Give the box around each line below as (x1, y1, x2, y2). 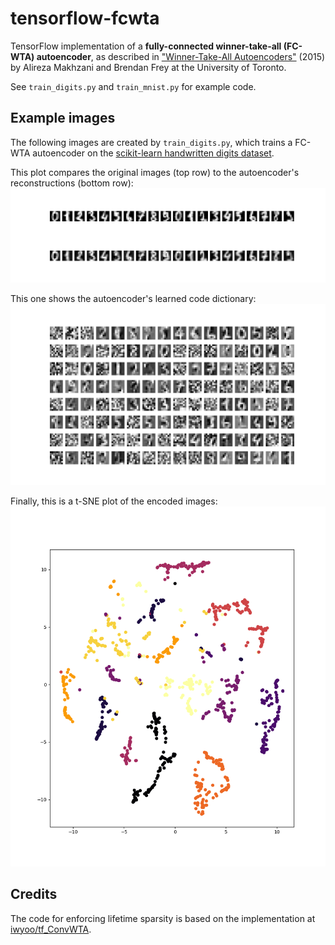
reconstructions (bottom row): (10, 177, 134, 189)
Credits (10, 886, 58, 903)
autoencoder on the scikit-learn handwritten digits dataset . (32, 147, 275, 159)
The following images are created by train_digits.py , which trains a (10, 136, 293, 148)
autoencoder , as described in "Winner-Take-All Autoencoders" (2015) (36, 50, 326, 62)
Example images (10, 110, 116, 127)
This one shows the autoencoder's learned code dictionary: (10, 293, 257, 305)
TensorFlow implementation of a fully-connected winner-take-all (10, 40, 282, 52)
